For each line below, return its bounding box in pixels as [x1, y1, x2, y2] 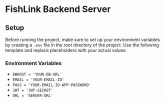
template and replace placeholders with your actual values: [5, 47, 127, 53]
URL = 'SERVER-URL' [12, 93, 53, 98]
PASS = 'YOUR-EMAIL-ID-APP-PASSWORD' [12, 82, 91, 88]
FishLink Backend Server [5, 3, 111, 15]
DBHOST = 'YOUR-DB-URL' [12, 72, 62, 77]
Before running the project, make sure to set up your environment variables [5, 36, 160, 42]
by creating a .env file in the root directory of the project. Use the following [5, 42, 159, 48]
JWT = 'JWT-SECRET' [12, 88, 53, 93]
